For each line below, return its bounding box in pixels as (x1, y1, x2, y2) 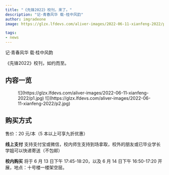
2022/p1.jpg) (18, 95, 44, 101)
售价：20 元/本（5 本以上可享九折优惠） (5, 130, 88, 136)
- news (5, 35, 19, 40)
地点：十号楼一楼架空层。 (14, 164, 67, 170)
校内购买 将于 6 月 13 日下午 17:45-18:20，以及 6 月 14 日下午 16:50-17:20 (5, 158, 157, 164)
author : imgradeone (5, 17, 46, 22)
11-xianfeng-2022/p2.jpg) (18, 100, 70, 106)
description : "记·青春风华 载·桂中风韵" (5, 12, 83, 17)
